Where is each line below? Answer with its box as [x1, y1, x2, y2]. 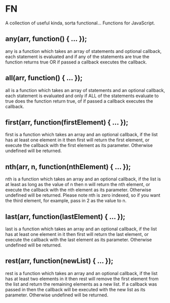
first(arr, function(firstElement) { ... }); [5, 118, 128, 127]
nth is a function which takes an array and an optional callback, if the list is [5, 176, 161, 182]
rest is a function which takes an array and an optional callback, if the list [5, 270, 158, 276]
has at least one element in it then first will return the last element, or [5, 231, 149, 237]
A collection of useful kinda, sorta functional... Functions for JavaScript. [5, 20, 155, 26]
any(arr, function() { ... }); [5, 35, 87, 43]
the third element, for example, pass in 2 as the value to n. [5, 198, 127, 204]
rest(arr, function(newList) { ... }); [5, 257, 114, 265]
